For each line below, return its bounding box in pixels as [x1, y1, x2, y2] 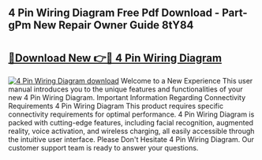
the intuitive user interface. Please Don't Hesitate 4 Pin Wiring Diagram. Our [8, 135, 255, 144]
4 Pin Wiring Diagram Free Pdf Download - [8, 6, 220, 20]
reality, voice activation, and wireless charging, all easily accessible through [8, 126, 255, 136]
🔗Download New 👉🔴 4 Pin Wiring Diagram [8, 51, 223, 65]
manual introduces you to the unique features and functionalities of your [8, 84, 243, 94]
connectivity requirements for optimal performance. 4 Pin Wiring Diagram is [8, 110, 255, 119]
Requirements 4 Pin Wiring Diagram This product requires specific [8, 102, 223, 110]
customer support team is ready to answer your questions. [8, 143, 199, 152]
